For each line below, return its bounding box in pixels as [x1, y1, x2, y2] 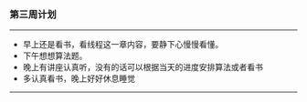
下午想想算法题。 [22, 50, 88, 61]
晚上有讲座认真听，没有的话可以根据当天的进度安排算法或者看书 [22, 62, 263, 73]
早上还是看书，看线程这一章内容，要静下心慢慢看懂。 [22, 39, 224, 50]
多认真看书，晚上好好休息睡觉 [22, 73, 135, 84]
